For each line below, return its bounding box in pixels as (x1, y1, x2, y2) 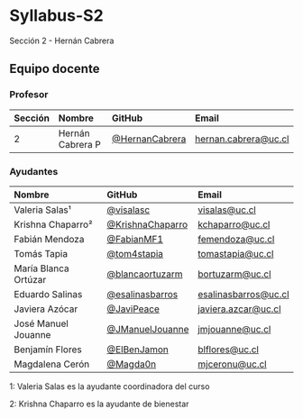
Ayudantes (9, 165, 59, 177)
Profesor (9, 88, 49, 101)
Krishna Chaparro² (14, 218, 93, 231)
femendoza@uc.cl (197, 232, 275, 245)
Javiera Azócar (14, 303, 78, 315)
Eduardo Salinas (14, 287, 83, 300)
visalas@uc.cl (197, 204, 257, 216)
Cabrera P (58, 138, 102, 150)
